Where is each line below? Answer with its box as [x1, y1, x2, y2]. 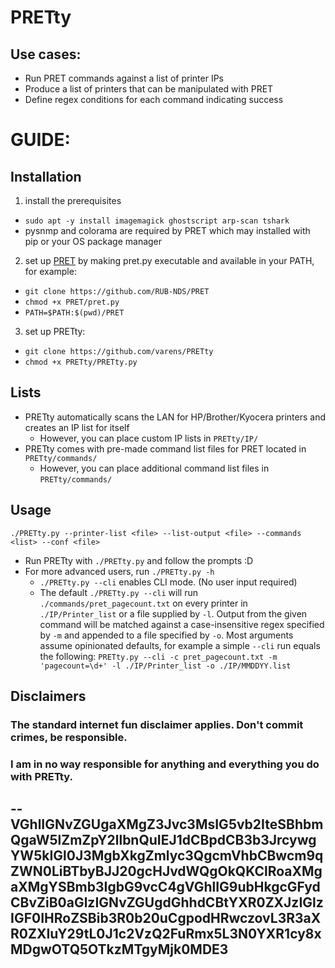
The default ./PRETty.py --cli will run [39, 586, 198, 598]
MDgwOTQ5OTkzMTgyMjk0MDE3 [10, 941, 229, 958]
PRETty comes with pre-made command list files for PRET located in [24, 442, 307, 455]
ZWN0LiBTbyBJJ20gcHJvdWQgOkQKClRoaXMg [10, 863, 323, 880]
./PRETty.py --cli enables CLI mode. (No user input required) [39, 576, 298, 588]
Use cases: [10, 46, 82, 63]
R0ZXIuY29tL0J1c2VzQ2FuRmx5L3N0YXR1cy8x [10, 926, 322, 943]
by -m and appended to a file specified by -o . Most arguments [39, 629, 294, 641]
